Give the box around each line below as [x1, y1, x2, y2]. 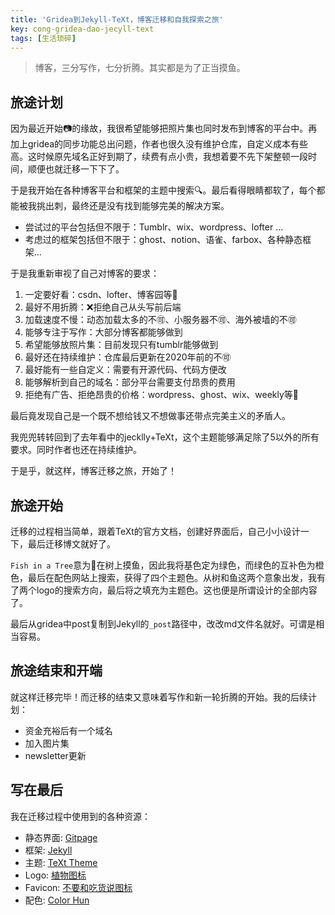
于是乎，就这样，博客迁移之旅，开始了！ [10, 465, 177, 477]
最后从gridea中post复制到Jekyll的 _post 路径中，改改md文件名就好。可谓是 [10, 618, 317, 630]
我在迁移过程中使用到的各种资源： [10, 810, 151, 822]
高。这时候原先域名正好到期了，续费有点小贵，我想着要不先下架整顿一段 [10, 151, 308, 163]
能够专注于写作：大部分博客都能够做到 [24, 326, 183, 338]
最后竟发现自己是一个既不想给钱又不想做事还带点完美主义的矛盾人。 [10, 410, 291, 422]
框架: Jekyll [24, 844, 73, 856]
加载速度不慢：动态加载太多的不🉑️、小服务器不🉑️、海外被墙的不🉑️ [24, 314, 297, 326]
